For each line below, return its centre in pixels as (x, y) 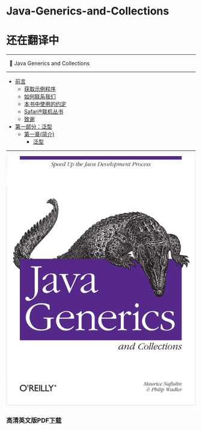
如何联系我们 (40, 96)
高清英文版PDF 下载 (34, 420)
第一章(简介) (39, 134)
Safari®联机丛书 (44, 112)
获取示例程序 (40, 89)
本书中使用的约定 (45, 104)
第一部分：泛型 (33, 127)
